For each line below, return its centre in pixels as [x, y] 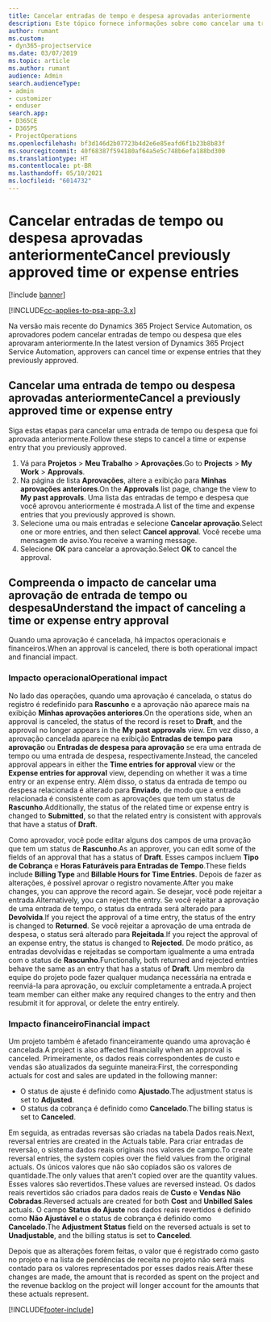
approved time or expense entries [124, 272]
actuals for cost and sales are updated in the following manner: [113, 1076]
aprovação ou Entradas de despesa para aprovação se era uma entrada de [135, 747]
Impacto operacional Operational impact [88, 678]
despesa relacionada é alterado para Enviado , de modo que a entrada [125, 790]
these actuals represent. [49, 1294]
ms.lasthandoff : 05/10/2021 [56, 174]
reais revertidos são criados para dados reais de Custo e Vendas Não [125, 1193]
